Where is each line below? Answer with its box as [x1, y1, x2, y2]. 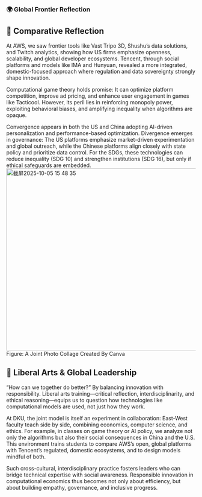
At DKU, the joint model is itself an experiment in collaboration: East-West [6, 414, 188, 422]
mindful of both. [6, 453, 46, 460]
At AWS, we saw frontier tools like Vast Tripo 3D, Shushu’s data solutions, [6, 42, 188, 49]
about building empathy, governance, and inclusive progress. [6, 484, 158, 491]
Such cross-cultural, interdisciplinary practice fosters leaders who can [6, 464, 180, 472]
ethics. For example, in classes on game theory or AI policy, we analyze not [6, 427, 193, 434]
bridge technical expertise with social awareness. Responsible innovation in [6, 471, 194, 478]
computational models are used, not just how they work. [6, 403, 145, 410]
